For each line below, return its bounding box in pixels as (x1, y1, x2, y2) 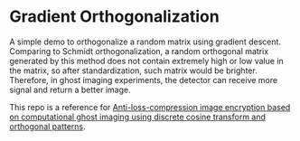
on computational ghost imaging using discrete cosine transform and (9, 111, 267, 122)
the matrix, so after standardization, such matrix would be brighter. (9, 65, 258, 76)
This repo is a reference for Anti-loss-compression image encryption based (9, 101, 291, 112)
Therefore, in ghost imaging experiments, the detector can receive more (9, 74, 278, 85)
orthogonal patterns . (9, 120, 86, 132)
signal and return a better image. (9, 84, 131, 95)
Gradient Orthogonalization (9, 6, 220, 27)
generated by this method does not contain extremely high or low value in (9, 55, 285, 66)
